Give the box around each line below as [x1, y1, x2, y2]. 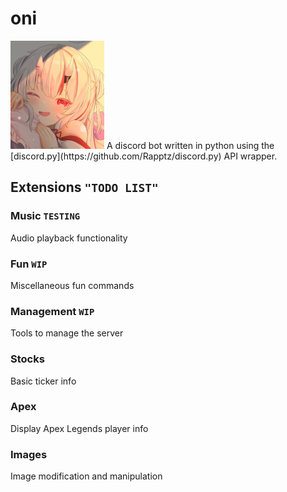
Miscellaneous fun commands [10, 279, 135, 291]
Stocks [10, 352, 45, 366]
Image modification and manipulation [10, 470, 163, 482]
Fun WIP [10, 257, 48, 271]
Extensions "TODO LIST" [10, 179, 159, 196]
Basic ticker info [10, 375, 77, 387]
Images [10, 447, 48, 461]
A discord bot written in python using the [106, 139, 275, 151]
